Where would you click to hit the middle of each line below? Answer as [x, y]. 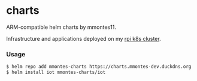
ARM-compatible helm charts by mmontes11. [61, 27]
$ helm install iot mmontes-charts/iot [56, 73]
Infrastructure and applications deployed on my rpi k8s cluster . [84, 38]
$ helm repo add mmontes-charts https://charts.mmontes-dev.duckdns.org [99, 67]
